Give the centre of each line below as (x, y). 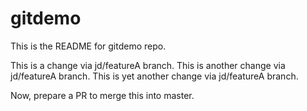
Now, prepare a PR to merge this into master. (102, 95)
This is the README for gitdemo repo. (88, 46)
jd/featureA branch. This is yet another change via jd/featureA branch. (154, 76)
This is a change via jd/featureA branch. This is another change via (148, 65)
